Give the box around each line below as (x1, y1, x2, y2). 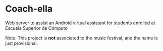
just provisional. (5, 40, 38, 46)
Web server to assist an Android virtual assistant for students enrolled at (5, 20, 155, 26)
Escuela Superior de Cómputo (5, 25, 68, 31)
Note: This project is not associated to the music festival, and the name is (5, 35, 158, 41)
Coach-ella (5, 3, 53, 15)
